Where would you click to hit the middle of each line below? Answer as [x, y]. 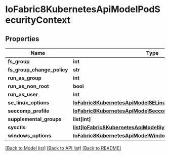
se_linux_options [29, 103]
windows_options [30, 135]
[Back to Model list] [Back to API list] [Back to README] [63, 148]
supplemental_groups [35, 119]
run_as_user [23, 94]
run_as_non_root [28, 86]
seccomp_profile [29, 111]
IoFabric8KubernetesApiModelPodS [83, 9]
